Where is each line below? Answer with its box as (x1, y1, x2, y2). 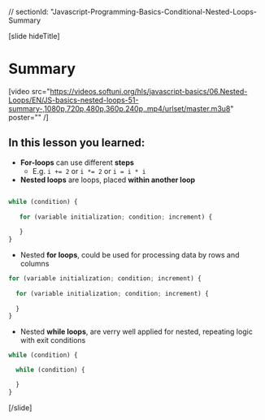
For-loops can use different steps (20, 158, 134, 167)
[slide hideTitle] (8, 32, 60, 41)
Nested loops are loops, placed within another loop (20, 175, 196, 184)
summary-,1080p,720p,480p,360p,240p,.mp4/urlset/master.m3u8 (8, 103, 231, 113)
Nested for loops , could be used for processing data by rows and (20, 250, 240, 259)
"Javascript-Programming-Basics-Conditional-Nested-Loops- (50, 7, 258, 16)
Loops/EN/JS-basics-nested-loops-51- (8, 95, 139, 105)
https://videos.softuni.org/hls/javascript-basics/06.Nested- (50, 86, 248, 96)
